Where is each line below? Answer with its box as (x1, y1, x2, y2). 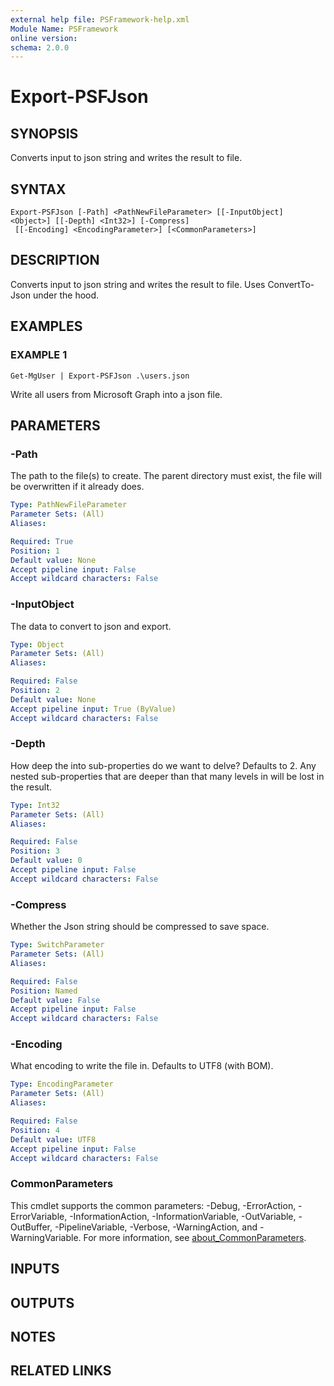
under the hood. (32, 289, 100, 301)
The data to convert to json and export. (10, 620, 172, 632)
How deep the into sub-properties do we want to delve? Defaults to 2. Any (10, 759, 317, 771)
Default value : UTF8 (10, 1134, 97, 1145)
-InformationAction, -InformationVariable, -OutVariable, (69, 1210, 297, 1222)
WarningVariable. (10, 1231, 82, 1243)
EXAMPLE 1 (10, 348, 68, 362)
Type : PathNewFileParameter (10, 500, 128, 510)
